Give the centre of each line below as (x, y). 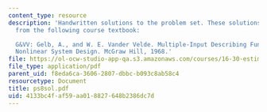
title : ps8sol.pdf (39, 88)
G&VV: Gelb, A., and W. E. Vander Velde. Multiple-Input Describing (131, 44)
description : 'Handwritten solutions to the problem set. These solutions (135, 23)
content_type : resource (48, 15)
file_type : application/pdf (55, 67)
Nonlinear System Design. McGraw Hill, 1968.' (94, 52)
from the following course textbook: (78, 30)
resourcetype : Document (48, 81)
